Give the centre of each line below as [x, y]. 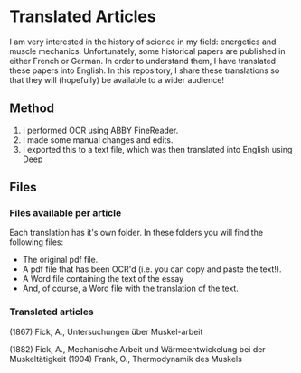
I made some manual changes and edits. [98, 140]
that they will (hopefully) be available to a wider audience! [117, 79]
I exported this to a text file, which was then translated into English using [157, 149]
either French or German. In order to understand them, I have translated [143, 61]
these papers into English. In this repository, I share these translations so [145, 70]
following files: [37, 242]
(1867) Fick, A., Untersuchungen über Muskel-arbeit [106, 331]
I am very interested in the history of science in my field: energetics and [143, 42]
